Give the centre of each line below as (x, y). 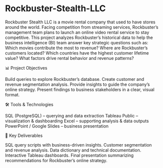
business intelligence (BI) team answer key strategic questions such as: (77, 42)
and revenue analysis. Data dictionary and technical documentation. (73, 150)
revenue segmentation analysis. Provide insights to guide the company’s (77, 84)
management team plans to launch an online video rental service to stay (77, 32)
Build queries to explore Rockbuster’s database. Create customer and (75, 79)
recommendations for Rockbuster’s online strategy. (56, 160)
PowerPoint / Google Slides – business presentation (57, 126)
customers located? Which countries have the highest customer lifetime (77, 53)
